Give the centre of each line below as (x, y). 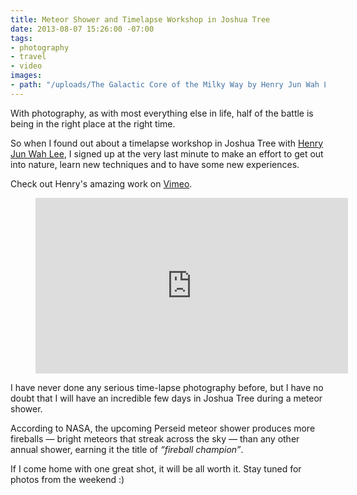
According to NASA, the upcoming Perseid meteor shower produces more (163, 428)
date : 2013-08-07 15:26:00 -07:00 (82, 29)
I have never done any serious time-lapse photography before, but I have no (167, 387)
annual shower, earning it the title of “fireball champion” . (127, 449)
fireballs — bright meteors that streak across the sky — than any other (155, 438)
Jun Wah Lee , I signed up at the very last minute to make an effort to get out (167, 153)
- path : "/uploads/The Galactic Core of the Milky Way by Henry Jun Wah (165, 85)
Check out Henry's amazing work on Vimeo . (101, 183)
